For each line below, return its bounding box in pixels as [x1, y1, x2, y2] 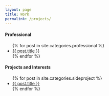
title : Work [5, 12, 29, 17]
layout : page [5, 7, 32, 12]
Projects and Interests [5, 64, 51, 70]
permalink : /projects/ [5, 16, 51, 21]
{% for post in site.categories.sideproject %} [12, 75, 102, 81]
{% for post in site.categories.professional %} [12, 42, 105, 48]
